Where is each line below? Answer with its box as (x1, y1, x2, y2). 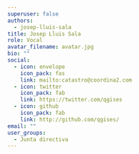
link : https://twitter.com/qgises (20, 97, 123, 104)
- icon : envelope (14, 63, 66, 70)
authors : (7, 17, 34, 24)
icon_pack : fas (20, 70, 66, 77)
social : (7, 57, 31, 64)
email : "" (7, 122, 37, 130)
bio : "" (7, 50, 31, 57)
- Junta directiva (14, 136, 69, 143)
